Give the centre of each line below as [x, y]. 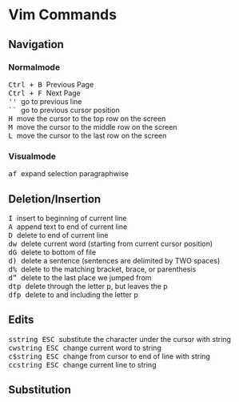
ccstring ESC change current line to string [82, 364]
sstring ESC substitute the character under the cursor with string [120, 339]
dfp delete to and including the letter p [73, 295]
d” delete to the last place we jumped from [80, 277]
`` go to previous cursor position [64, 110]
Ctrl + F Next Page [45, 93]
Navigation [36, 44]
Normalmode [34, 67]
